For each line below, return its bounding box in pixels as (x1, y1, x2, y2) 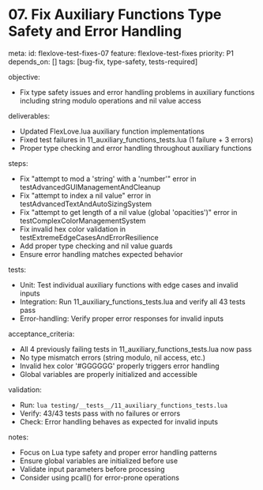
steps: (8, 158, 28, 168)
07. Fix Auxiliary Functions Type (8, 6, 222, 24)
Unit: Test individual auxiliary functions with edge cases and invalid (19, 280, 239, 289)
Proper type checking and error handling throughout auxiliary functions (19, 143, 252, 153)
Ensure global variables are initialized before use (19, 456, 178, 465)
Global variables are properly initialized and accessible (19, 369, 198, 379)
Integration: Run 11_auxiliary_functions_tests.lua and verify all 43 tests (19, 296, 246, 306)
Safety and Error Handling (8, 22, 182, 40)
